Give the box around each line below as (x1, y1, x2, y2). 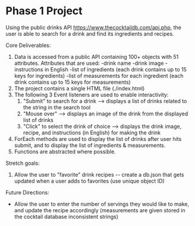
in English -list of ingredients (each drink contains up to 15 (44, 65, 187, 73)
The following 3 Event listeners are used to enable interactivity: (14, 91, 169, 98)
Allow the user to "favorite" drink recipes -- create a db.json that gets (14, 171, 184, 178)
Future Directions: (5, 189, 49, 196)
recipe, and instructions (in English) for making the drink (23, 129, 161, 136)
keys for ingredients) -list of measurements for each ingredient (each (14, 72, 184, 79)
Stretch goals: (5, 159, 40, 167)
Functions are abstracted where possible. (14, 147, 117, 155)
